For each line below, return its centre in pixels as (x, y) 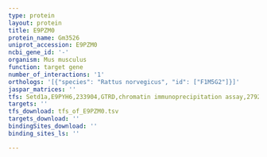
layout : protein (35, 23)
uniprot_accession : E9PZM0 (53, 45)
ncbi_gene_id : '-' (39, 52)
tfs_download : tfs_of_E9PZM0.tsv (64, 112)
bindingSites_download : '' (53, 126)
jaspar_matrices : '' (43, 89)
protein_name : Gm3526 (44, 38)
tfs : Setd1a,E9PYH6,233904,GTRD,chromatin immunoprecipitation (115, 97)
